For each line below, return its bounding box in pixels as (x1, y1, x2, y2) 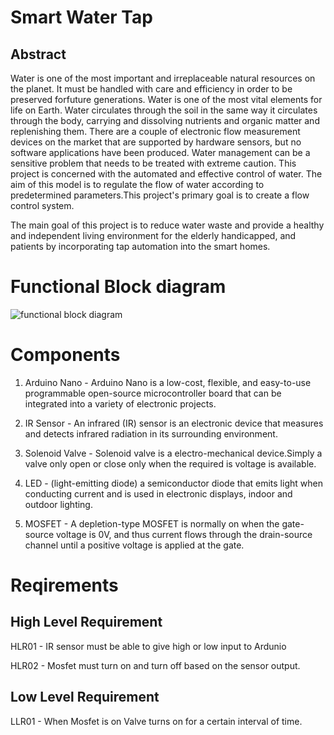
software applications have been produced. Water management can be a (10, 147, 311, 158)
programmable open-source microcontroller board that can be (24, 387, 282, 399)
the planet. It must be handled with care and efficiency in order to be (10, 83, 293, 95)
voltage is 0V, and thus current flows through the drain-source (55, 528, 313, 540)
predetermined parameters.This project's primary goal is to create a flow (10, 189, 310, 201)
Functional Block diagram (10, 276, 227, 298)
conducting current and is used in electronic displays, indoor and (24, 487, 293, 500)
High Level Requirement (10, 614, 163, 631)
